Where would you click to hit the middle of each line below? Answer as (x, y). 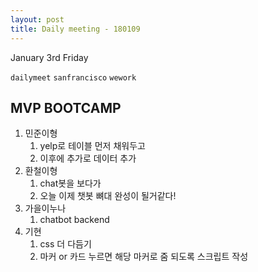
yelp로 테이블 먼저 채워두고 (92, 146)
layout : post (37, 19)
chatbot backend (74, 220)
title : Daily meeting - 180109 (75, 29)
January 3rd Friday (49, 57)
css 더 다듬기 (65, 244)
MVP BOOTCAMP (66, 107)
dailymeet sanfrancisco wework (73, 77)
